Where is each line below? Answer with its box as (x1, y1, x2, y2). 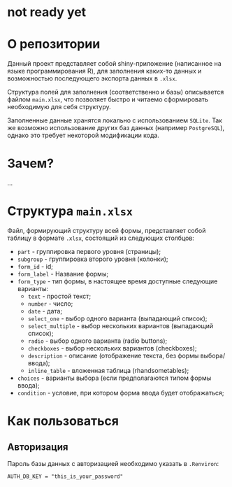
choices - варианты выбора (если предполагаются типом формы (17, 374, 212, 382)
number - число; (27, 299, 73, 308)
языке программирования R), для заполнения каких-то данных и (7, 67, 202, 76)
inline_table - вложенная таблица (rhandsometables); (27, 367, 189, 374)
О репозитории (7, 36, 101, 52)
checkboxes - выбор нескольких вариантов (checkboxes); (27, 344, 197, 352)
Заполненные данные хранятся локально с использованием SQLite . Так (7, 116, 222, 125)
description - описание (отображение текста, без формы (27, 351, 199, 360)
